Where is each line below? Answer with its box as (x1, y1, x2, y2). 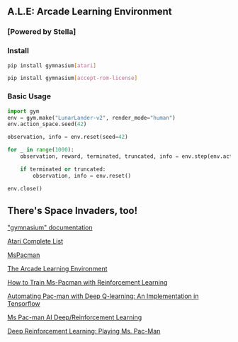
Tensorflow (7, 300, 40, 308)
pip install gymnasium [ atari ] (7, 62, 97, 69)
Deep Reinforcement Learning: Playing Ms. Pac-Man (7, 327, 161, 336)
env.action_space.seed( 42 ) (7, 120, 87, 128)
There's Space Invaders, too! (7, 205, 138, 217)
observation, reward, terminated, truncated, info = (20, 153, 179, 160)
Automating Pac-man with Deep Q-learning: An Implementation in (7, 292, 199, 300)
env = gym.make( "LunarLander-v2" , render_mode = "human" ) (7, 114, 176, 121)
